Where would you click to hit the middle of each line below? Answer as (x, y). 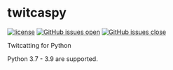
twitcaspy (37, 13)
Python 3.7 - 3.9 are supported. (53, 59)
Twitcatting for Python (39, 45)
